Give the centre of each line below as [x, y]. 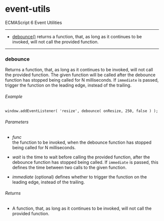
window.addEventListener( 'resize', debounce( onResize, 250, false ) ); [82, 111]
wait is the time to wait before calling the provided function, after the [81, 157]
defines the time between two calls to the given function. [69, 167]
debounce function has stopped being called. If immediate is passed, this [85, 162]
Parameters [17, 122]
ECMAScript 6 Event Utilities [34, 22]
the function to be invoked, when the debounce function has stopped [82, 142]
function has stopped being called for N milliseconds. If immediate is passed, [82, 80]
